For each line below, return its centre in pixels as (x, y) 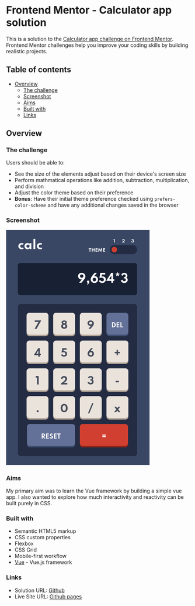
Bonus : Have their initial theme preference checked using (84, 199)
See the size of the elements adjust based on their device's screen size (100, 174)
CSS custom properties (43, 537)
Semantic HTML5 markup (45, 531)
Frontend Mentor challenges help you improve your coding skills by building (97, 45)
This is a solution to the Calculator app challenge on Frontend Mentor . (90, 39)
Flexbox (24, 544)
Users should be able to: (36, 163)
